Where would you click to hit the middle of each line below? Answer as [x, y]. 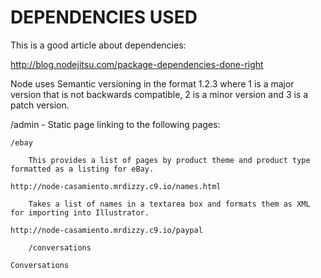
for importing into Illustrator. [80, 212]
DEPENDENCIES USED [104, 17]
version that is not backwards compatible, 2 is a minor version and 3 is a [159, 94]
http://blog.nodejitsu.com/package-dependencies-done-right [137, 64]
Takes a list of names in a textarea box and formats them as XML [169, 204]
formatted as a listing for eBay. [82, 169]
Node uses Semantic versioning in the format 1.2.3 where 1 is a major [152, 83]
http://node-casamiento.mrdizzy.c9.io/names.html [116, 186]
